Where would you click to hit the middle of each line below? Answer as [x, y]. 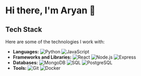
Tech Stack [24, 30]
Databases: [25, 63]
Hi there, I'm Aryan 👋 [50, 11]
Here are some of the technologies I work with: [55, 42]
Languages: [26, 52]
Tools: [20, 68]
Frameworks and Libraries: [42, 57]
